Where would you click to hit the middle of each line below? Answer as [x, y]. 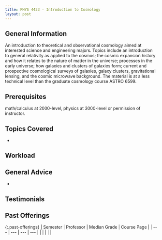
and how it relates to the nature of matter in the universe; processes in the [79, 61]
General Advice [29, 172]
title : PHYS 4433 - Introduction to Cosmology [53, 9]
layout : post [18, 14]
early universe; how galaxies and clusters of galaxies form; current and [76, 66]
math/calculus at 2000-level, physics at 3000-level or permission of [73, 108]
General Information [36, 34]
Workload [20, 156]
